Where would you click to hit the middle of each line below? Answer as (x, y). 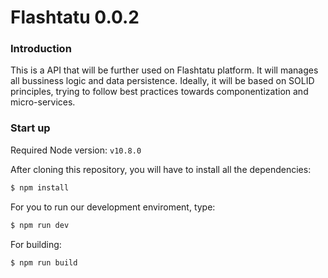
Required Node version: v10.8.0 (76, 150)
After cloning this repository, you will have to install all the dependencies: (161, 169)
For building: (36, 244)
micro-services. (43, 102)
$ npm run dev (40, 225)
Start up (30, 128)
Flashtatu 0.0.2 (75, 17)
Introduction (41, 49)
